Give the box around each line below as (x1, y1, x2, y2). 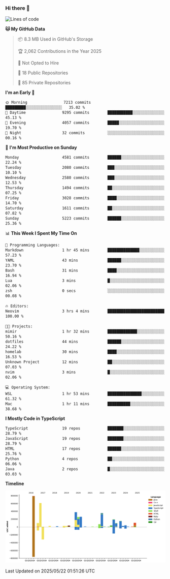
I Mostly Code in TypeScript (5, 415, 65, 421)
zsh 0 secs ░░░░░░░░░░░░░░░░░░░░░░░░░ (5, 288, 165, 294)
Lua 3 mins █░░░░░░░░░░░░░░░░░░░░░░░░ (5, 278, 165, 284)
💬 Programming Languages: (5, 242, 60, 248)
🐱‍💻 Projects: (5, 324, 33, 329)
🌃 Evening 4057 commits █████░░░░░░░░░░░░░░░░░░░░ (5, 120, 165, 126)
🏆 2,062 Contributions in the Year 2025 (17, 48, 102, 54)
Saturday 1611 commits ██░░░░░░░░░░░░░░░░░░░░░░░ (5, 206, 165, 211)
